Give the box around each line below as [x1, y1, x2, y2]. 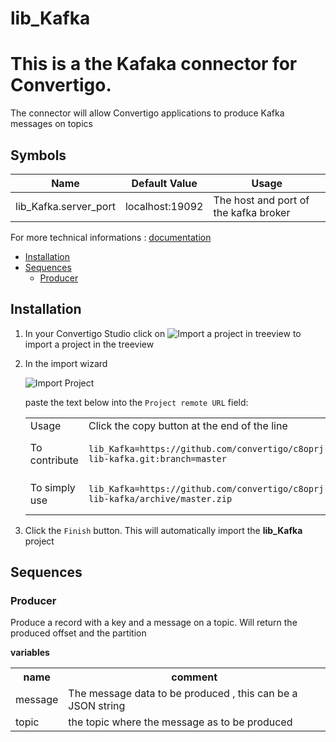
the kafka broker [213, 205, 291, 219]
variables [10, 647, 50, 659]
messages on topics [10, 118, 93, 130]
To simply [29, 480, 76, 494]
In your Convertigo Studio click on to [24, 327, 302, 339]
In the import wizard [24, 357, 108, 369]
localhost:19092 [124, 199, 204, 213]
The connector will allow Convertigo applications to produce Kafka [10, 107, 285, 119]
